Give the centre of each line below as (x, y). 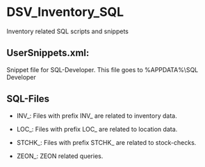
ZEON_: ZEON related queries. (60, 156)
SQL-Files (28, 99)
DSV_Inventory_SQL (65, 12)
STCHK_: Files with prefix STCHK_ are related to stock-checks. (106, 142)
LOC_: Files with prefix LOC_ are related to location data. (97, 129)
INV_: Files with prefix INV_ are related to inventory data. (97, 116)
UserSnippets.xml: (48, 53)
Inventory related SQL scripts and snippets (68, 31)
